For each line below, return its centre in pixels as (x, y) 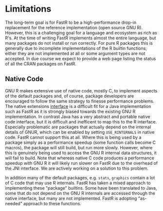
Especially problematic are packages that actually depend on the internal (78, 127)
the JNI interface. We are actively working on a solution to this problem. (77, 168)
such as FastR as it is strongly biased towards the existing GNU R (70, 111)
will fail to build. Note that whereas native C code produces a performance (80, 158)
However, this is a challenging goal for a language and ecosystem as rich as (81, 33)
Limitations (28, 9)
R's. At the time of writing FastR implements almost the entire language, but (81, 38)
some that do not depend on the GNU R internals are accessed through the (80, 193)
